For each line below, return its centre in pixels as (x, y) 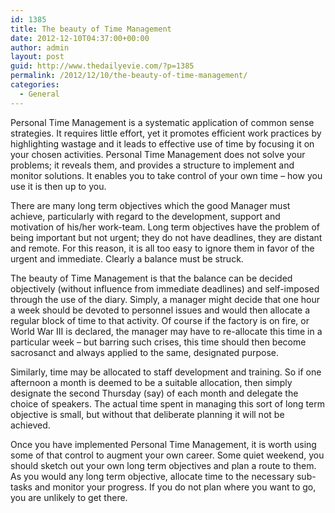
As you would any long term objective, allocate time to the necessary (152, 476)
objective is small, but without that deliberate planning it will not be (147, 414)
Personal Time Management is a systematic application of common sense (162, 122)
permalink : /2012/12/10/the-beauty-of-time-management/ (129, 76)
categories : (35, 85)
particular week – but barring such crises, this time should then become (158, 342)
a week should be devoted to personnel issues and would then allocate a (160, 310)
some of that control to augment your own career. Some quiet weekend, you (167, 455)
